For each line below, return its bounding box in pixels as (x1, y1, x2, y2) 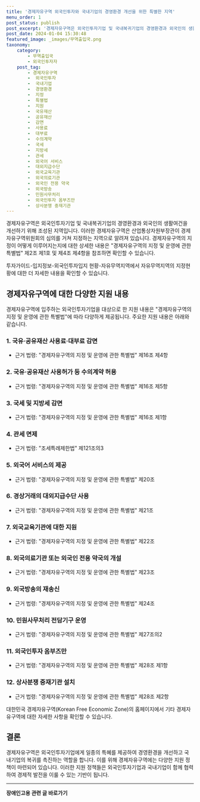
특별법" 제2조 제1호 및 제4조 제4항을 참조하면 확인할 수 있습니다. (6, 250, 156, 257)
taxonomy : (6, 42, 31, 48)
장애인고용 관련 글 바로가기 (6, 789, 68, 797)
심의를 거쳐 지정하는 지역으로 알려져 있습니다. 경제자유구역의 (45, 235, 186, 242)
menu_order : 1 (6, 14, 42, 20)
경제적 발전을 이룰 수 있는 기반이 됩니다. (17, 771, 110, 778)
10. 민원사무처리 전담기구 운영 (6, 616, 86, 624)
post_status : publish (6, 20, 60, 26)
